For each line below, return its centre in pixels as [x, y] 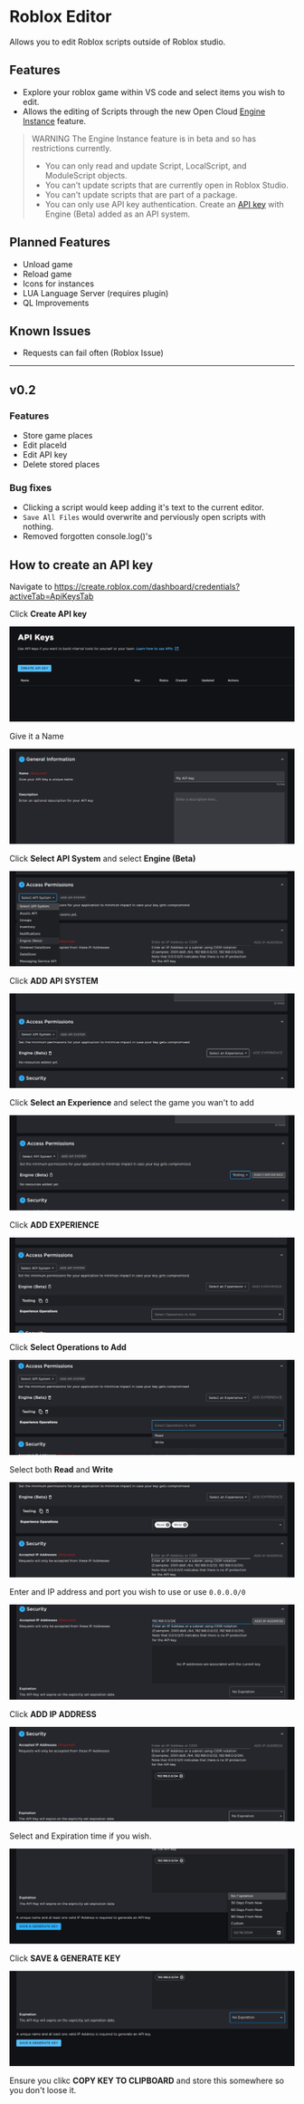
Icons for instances [58, 284]
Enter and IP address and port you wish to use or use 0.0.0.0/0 [128, 1591]
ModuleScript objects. [86, 175]
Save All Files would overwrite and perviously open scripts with [144, 517]
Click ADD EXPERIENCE [54, 1225]
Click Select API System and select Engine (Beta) [103, 858]
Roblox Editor [61, 17]
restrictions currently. [71, 148]
